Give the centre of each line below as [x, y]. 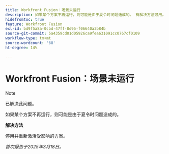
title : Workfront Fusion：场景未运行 [43, 10]
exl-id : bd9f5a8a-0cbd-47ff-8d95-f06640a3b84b [55, 29]
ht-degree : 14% [21, 48]
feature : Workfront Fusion [34, 24]
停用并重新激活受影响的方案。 [36, 136]
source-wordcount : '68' [31, 43]
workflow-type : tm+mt [28, 38]
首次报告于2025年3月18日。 [35, 146]
